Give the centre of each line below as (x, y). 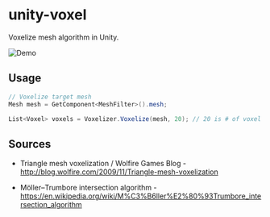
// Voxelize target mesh (50, 97)
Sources (30, 144)
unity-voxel (48, 15)
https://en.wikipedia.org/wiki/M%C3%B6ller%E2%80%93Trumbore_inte (141, 196)
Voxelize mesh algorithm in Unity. (64, 37)
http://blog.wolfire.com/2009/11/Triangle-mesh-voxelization (119, 172)
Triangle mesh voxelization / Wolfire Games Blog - (103, 164)
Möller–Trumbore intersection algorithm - (88, 188)
